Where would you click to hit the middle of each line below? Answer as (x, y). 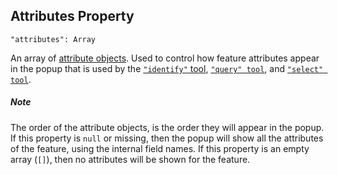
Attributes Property (72, 16)
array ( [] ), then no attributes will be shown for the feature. (130, 159)
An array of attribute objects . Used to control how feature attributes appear (165, 58)
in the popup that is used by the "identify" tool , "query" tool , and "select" (167, 68)
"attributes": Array (53, 39)
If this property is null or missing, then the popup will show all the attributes (167, 138)
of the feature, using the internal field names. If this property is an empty (160, 148)
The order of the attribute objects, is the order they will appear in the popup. (167, 127)
